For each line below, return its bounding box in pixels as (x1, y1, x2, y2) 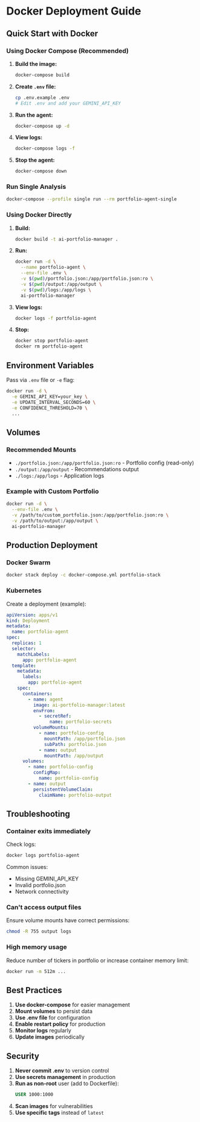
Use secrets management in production (15, 1074, 116, 1081)
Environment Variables (6, 360, 94, 371)
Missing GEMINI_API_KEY (15, 875, 79, 882)
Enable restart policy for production (15, 1020, 106, 1028)
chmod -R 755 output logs (6, 928, 71, 935)
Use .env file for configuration (15, 1014, 91, 1021)
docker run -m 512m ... (6, 968, 66, 974)
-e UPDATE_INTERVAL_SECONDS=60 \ (11, 399, 96, 405)
